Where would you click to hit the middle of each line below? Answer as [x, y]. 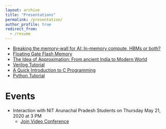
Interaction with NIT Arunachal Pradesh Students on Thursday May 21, [87, 110]
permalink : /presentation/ [34, 19]
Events [20, 96]
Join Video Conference [45, 121]
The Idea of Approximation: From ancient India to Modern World [80, 59]
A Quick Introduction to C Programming [54, 70]
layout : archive [22, 10]
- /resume [20, 34]
